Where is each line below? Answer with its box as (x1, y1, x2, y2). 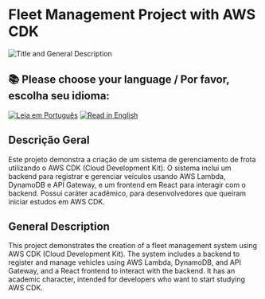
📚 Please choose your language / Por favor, (8, 73, 230, 87)
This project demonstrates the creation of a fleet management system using (8, 241, 257, 250)
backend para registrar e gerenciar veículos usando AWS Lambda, (8, 171, 226, 181)
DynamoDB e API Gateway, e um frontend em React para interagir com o (8, 180, 247, 189)
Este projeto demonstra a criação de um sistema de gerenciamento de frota (8, 154, 256, 164)
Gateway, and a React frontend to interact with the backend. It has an (8, 266, 236, 276)
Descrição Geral (8, 134, 90, 147)
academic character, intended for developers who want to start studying (8, 274, 245, 284)
